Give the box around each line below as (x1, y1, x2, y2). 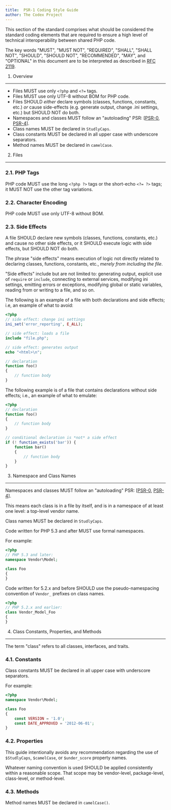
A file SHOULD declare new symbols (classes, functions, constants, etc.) (5, 235, 158, 241)
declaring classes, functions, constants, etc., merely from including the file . (5, 261, 163, 267)
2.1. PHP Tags (5, 169, 40, 176)
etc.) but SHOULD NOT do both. (12, 109, 80, 115)
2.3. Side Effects (5, 223, 47, 230)
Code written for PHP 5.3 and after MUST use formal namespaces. (5, 528, 145, 534)
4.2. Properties (5, 738, 43, 745)
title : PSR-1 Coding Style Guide (5, 7, 79, 13)
